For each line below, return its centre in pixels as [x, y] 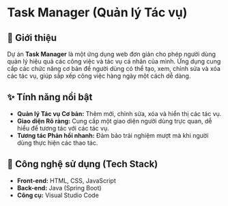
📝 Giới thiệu [32, 38]
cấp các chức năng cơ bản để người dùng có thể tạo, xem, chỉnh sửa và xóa [114, 69]
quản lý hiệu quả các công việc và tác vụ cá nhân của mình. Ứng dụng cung [114, 61]
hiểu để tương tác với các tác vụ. [63, 128]
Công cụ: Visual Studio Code [58, 195]
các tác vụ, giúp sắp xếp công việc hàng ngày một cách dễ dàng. [99, 76]
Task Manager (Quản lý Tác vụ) [97, 13]
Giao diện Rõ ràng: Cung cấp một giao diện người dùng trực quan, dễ [114, 121]
